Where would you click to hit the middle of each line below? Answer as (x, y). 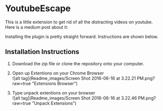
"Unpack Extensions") (54, 103)
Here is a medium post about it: (37, 27)
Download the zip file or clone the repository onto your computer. (78, 63)
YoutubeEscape (38, 9)
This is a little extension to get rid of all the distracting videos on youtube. (79, 22)
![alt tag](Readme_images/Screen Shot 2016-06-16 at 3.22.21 (74, 78)
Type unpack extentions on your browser (54, 92)
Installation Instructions (42, 52)
